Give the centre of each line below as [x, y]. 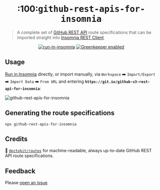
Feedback [20, 171]
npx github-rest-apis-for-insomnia [41, 124]
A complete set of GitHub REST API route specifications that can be [84, 32]
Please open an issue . [27, 183]
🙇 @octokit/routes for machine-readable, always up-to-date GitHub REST [79, 151]
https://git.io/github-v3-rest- [117, 82]
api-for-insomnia [22, 89]
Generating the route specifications [60, 113]
